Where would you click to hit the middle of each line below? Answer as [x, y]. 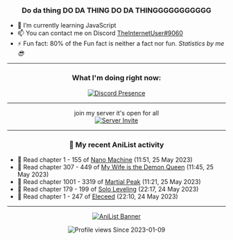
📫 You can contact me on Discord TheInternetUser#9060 [100, 33]
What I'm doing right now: [116, 78]
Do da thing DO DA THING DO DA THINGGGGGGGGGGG [116, 10]
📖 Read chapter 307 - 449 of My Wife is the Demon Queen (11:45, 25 [115, 167]
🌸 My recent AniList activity [116, 145]
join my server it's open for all [116, 113]
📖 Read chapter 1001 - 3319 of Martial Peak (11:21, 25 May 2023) [109, 181]
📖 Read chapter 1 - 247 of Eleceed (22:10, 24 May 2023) [97, 196]
